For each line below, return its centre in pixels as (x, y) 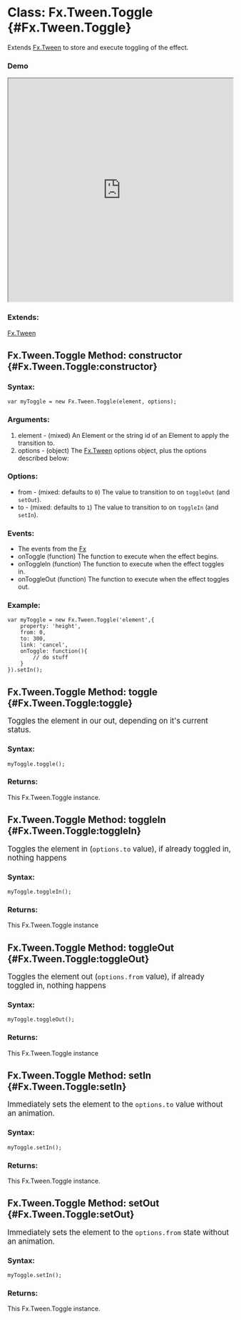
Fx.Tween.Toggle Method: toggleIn (87, 820)
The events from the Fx (52, 549)
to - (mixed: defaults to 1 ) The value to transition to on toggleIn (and (118, 507)
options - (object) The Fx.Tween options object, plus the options (112, 450)
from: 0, (33, 633)
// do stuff (51, 658)
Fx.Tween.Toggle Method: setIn (80, 1076)
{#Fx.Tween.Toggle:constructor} (83, 366)
